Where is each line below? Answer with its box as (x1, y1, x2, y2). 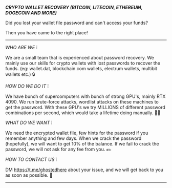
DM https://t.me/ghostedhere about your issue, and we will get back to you (5, 166, 164, 173)
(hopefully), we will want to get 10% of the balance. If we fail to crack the (5, 141, 159, 147)
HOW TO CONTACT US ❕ (5, 156, 57, 162)
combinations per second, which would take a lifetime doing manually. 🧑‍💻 (5, 110, 161, 116)
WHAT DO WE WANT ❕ (5, 120, 53, 126)
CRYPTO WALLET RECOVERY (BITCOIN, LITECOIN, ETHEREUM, (5, 5, 143, 10)
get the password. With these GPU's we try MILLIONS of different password (5, 105, 165, 110)
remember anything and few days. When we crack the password (5, 135, 142, 141)
